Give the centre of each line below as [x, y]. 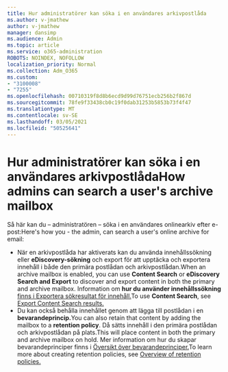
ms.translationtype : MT [41, 109]
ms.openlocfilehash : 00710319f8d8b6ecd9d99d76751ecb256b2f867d [99, 97]
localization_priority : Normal [52, 64]
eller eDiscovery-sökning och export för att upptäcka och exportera [114, 260]
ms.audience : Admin [35, 39]
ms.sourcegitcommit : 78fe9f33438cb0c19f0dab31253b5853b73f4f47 [99, 103]
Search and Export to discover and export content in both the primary [116, 282]
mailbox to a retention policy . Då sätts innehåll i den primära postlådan [117, 325]
